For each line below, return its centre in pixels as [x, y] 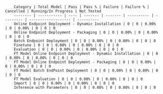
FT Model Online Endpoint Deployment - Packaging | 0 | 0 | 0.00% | [85, 62]
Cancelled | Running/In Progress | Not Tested [53, 11]
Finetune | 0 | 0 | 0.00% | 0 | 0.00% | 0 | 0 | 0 [66, 45]
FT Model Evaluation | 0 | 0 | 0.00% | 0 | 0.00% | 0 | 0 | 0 [78, 79]
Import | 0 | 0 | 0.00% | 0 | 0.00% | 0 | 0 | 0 [64, 83]
